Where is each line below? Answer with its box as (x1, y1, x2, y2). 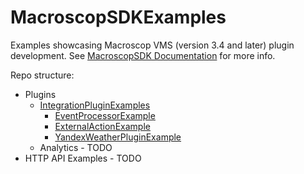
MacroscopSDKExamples (10, 6, 227, 29)
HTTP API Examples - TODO (24, 152, 142, 164)
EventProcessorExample (54, 109, 156, 121)
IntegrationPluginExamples (39, 99, 151, 111)
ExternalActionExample (54, 120, 151, 132)
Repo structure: (10, 69, 75, 81)
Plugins (24, 88, 57, 100)
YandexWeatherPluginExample (54, 131, 182, 143)
